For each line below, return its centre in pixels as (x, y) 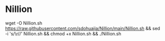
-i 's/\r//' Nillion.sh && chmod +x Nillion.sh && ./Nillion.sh (63, 33)
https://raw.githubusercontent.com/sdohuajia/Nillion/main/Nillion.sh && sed (83, 28)
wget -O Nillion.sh (24, 23)
